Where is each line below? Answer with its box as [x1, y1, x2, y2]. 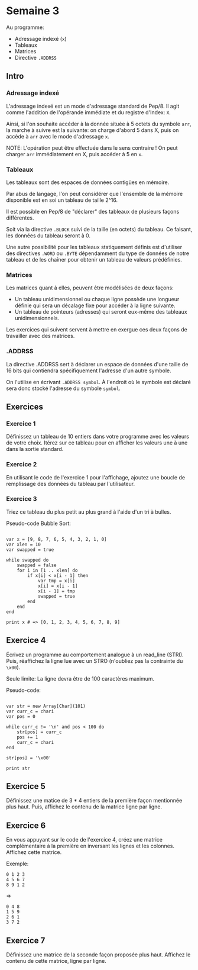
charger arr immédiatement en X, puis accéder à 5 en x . [6, 150, 143, 157]
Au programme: [6, 24, 44, 31]
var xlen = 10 [6, 542, 41, 547]
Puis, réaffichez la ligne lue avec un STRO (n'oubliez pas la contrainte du [6, 657, 183, 664]
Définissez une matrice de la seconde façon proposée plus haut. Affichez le [6, 951, 191, 958]
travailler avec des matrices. [6, 333, 75, 340]
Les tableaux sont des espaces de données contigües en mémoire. [6, 179, 170, 186]
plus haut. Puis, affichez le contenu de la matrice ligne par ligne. [6, 803, 163, 810]
